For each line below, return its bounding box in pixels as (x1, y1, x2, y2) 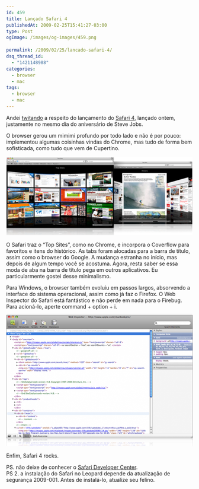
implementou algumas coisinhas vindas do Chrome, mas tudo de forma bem (6, 138, 192, 145)
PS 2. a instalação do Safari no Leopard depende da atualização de (6, 470, 171, 477)
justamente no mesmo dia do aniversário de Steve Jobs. (6, 120, 143, 128)
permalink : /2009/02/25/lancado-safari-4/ (6, 47, 113, 53)
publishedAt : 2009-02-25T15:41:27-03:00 (6, 22, 108, 28)
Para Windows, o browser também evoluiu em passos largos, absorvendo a (6, 284, 191, 291)
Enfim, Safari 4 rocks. (6, 452, 59, 459)
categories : (6, 66, 36, 72)
